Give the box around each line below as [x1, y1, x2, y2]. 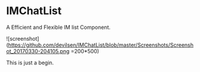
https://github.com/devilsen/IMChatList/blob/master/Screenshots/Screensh [8, 41, 194, 48]
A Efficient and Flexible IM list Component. [6, 24, 111, 31]
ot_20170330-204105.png [6, 47, 70, 54]
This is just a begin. [6, 59, 54, 66]
